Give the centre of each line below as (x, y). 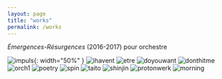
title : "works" (30, 20)
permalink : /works (35, 27)
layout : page (27, 14)
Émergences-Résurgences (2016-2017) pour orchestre (87, 47)
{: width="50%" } (59, 61)
